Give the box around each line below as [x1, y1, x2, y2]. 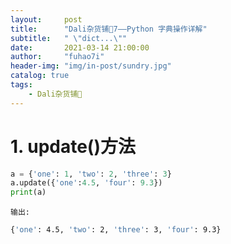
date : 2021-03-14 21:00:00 [10, 42, 150, 53]
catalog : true [10, 71, 70, 81]
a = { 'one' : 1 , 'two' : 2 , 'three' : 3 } [10, 169, 172, 179]
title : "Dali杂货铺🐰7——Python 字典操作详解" [10, 24, 208, 34]
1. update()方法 [10, 135, 136, 158]
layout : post [10, 14, 83, 25]
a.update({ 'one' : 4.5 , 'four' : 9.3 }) [10, 178, 163, 188]
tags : [10, 80, 33, 90]
